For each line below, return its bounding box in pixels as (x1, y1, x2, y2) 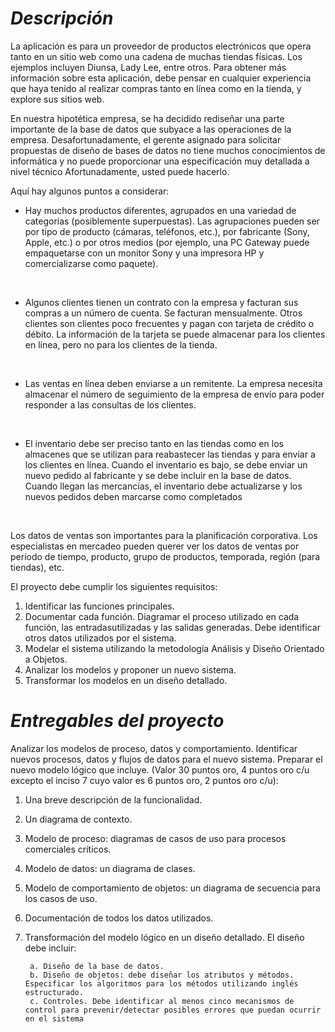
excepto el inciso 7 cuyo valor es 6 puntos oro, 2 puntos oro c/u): (10, 774, 279, 786)
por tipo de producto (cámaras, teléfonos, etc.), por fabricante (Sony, (24, 225, 310, 237)
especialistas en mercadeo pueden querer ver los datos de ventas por (10, 540, 300, 552)
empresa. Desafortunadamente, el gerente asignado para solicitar (10, 133, 282, 146)
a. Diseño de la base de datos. (29, 961, 165, 971)
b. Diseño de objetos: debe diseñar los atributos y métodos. (29, 970, 295, 980)
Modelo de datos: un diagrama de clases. (24, 862, 196, 874)
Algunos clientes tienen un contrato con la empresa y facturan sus (24, 296, 299, 308)
